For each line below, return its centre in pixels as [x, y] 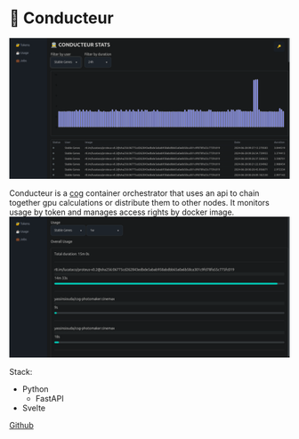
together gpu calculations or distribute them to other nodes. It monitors [139, 202]
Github [21, 425]
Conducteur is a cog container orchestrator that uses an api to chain [134, 193]
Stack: [21, 371]
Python [35, 389]
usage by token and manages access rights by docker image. [122, 212]
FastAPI [49, 398]
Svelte [34, 408]
